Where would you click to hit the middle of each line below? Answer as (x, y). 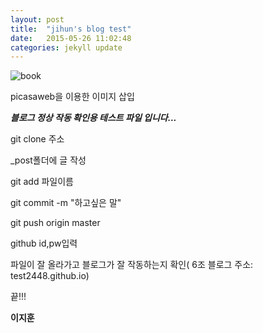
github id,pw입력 (44, 243)
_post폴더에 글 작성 (48, 160)
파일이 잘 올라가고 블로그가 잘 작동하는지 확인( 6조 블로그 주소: (132, 265)
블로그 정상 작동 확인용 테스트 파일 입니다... (93, 118)
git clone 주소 (37, 139)
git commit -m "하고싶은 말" (66, 203)
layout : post (37, 19)
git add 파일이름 (42, 182)
